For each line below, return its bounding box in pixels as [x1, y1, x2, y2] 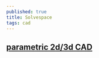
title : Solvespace [6, 14, 52, 20]
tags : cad [6, 20, 31, 26]
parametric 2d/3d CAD [6, 42, 93, 52]
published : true [6, 8, 47, 15]
